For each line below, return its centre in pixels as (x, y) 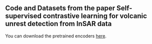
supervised (23, 16)
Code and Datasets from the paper (60, 8)
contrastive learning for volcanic (95, 16)
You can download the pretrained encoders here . (56, 36)
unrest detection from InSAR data (58, 24)
